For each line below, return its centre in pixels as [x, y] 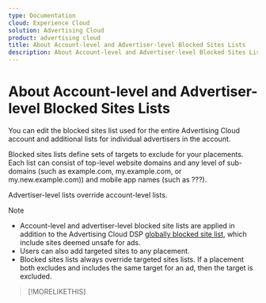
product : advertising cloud [55, 38]
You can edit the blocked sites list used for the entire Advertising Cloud [124, 130]
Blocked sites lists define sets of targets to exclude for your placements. [126, 154]
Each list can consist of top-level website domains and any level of [117, 163]
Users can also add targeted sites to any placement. [104, 251]
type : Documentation [42, 15]
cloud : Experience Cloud [49, 23]
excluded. [36, 276]
